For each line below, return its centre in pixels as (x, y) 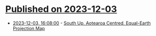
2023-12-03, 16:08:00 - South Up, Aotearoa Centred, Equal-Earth (82, 23)
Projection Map (29, 28)
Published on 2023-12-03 (61, 9)
